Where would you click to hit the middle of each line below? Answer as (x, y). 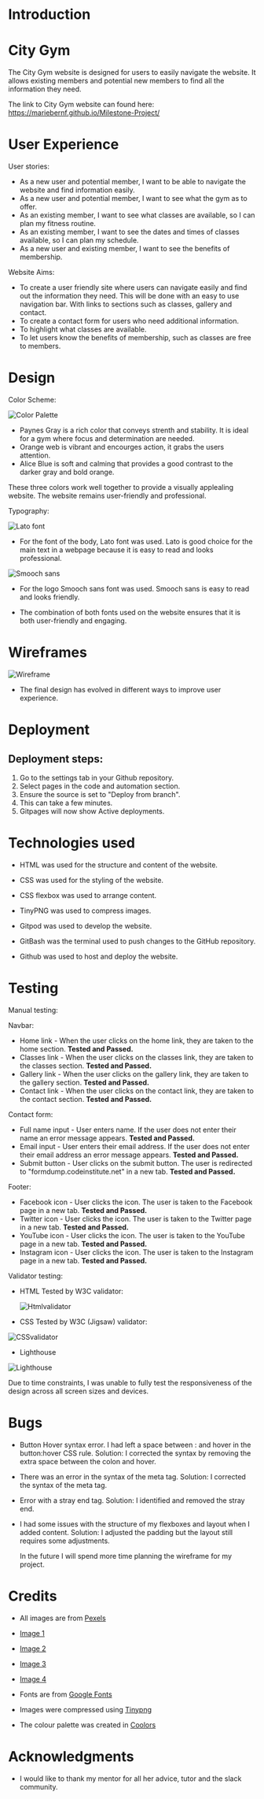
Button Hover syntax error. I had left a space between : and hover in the (135, 1445)
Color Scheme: (32, 400)
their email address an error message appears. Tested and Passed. (129, 1155)
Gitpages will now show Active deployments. (92, 811)
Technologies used (72, 843)
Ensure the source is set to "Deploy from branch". (100, 794)
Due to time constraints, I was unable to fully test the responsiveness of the (130, 1382)
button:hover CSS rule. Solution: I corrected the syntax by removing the (135, 1453)
